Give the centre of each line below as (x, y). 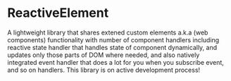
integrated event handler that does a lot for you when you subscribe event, (115, 62)
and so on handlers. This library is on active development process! (104, 70)
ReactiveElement (58, 13)
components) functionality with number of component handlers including (113, 39)
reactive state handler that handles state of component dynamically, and (112, 47)
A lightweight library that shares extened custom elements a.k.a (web (108, 32)
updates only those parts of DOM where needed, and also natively (104, 55)
